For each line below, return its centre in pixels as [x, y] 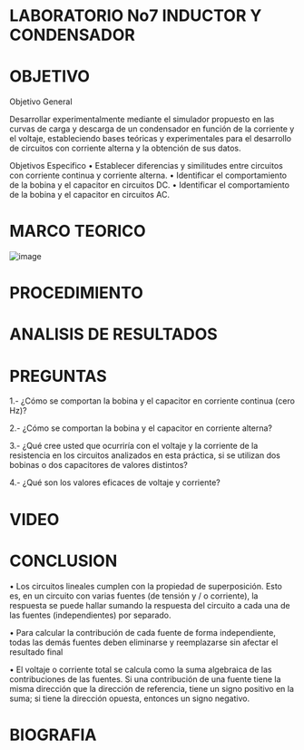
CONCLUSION [64, 561]
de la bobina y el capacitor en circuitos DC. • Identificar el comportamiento [150, 185]
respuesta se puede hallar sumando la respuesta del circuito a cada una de [150, 605]
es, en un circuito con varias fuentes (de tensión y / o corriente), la [134, 596]
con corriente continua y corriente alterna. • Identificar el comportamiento [148, 175]
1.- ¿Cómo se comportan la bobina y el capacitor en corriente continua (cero [152, 401]
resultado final [36, 652]
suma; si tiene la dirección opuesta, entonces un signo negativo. [130, 698]
